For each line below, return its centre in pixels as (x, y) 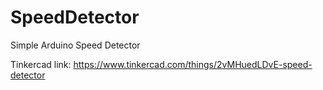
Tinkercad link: (41, 64)
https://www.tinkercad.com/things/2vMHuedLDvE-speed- (193, 64)
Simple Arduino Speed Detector (75, 45)
